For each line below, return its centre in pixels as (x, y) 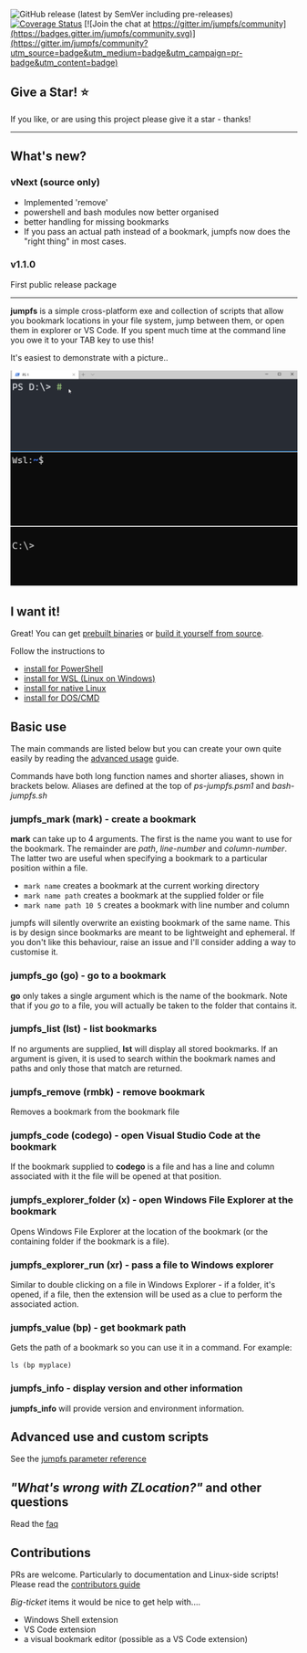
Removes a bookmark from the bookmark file (95, 1112)
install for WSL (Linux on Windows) (89, 679)
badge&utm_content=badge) (64, 63)
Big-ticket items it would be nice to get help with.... (106, 1602)
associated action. (45, 1304)
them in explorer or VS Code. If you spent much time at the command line (148, 330)
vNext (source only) (56, 183)
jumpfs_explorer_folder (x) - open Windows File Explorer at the (152, 1200)
